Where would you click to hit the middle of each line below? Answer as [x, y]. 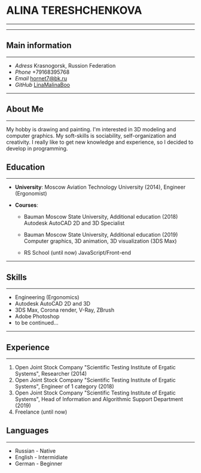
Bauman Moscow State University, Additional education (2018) [101, 217]
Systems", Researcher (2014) [51, 373]
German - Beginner [39, 463]
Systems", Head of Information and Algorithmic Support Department [99, 399]
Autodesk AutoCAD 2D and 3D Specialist [74, 223]
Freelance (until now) [41, 412]
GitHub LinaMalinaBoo [42, 85]
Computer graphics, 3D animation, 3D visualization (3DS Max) [100, 241]
